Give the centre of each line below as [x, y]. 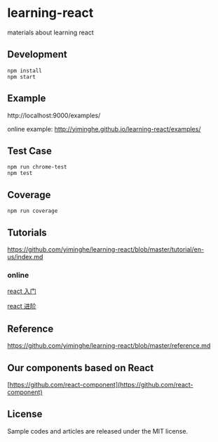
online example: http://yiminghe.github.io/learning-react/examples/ [104, 129]
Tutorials [27, 232]
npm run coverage [33, 211]
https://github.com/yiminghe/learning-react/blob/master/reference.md [109, 346]
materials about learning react [51, 32]
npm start [22, 77]
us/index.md [25, 257]
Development [38, 54]
